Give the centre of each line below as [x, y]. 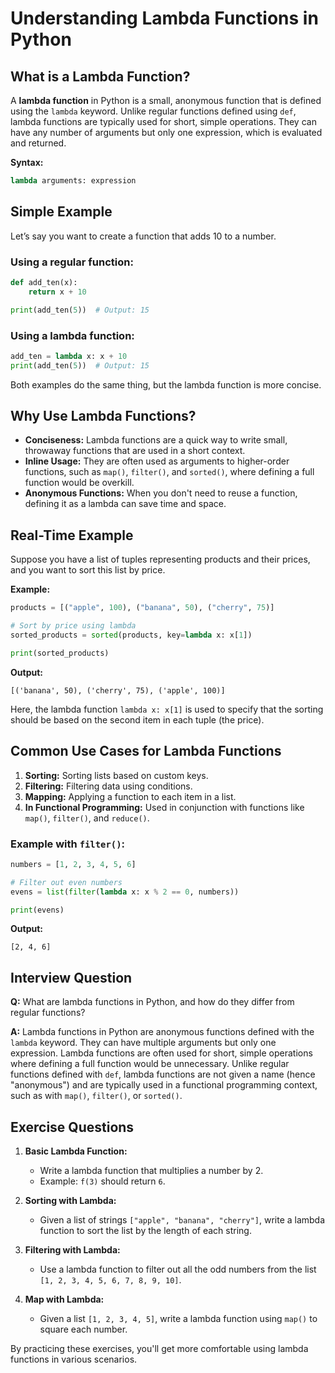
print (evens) [37, 910]
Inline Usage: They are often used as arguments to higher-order [157, 461]
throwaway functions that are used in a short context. [135, 451]
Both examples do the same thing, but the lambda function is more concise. [166, 384]
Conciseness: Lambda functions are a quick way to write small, [156, 440]
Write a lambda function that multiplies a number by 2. [151, 1171]
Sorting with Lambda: [70, 1201]
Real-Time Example [72, 535]
